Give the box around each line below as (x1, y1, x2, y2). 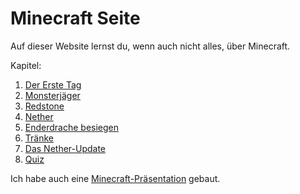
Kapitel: (10, 59, 42, 71)
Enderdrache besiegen (24, 121, 120, 133)
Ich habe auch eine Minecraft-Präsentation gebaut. (10, 172, 221, 184)
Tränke (24, 132, 54, 144)
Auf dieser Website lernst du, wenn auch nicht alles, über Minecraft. (10, 40, 291, 52)
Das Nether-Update (24, 142, 107, 154)
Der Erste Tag (24, 78, 82, 91)
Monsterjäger (24, 89, 81, 101)
